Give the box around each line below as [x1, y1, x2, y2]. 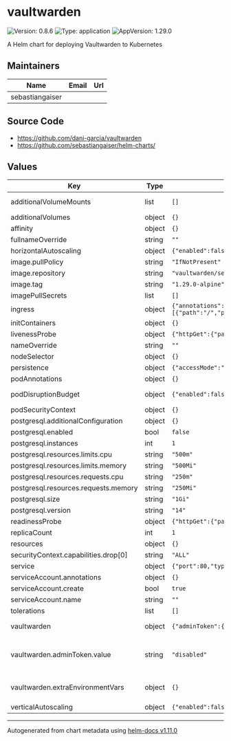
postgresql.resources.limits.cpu [10, 450, 112, 459]
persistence [10, 363, 49, 373]
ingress [10, 305, 35, 314]
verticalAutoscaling [10, 703, 74, 712]
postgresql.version [10, 506, 71, 516]
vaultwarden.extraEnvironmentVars [10, 683, 124, 692]
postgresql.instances [10, 439, 78, 448]
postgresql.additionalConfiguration [10, 417, 123, 426]
